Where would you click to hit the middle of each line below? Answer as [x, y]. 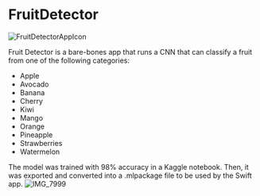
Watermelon [40, 152]
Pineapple [36, 135]
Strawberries [41, 143]
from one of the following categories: [69, 60]
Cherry [31, 101]
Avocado [34, 84]
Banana [32, 92]
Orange [32, 126]
